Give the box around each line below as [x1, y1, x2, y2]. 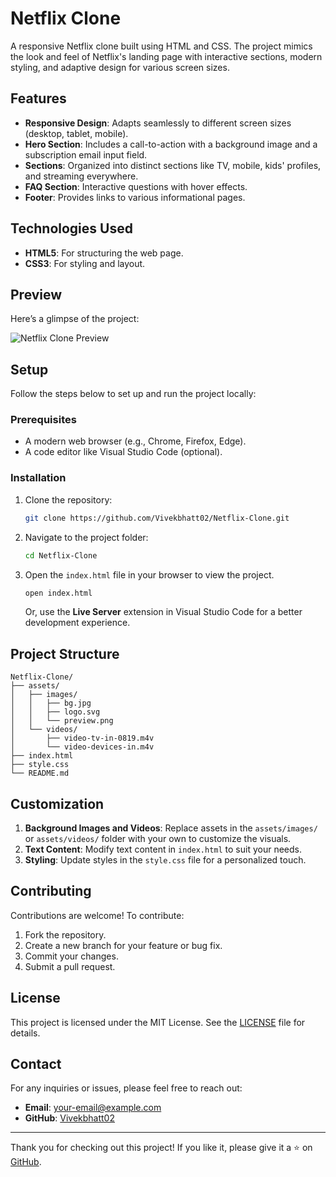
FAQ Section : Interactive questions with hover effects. [24, 180, 248, 192]
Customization [10, 795, 105, 812]
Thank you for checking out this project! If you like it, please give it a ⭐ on [10, 1142, 313, 1154]
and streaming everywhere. [24, 170, 139, 182]
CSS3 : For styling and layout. [24, 257, 146, 269]
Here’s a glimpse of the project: [10, 313, 140, 325]
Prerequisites [10, 413, 77, 427]
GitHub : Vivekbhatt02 [24, 1112, 115, 1124]
